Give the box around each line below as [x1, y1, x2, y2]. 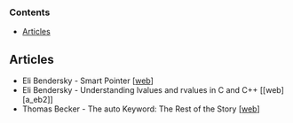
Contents [9, 6, 51, 19]
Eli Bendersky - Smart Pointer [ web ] [21, 75, 154, 86]
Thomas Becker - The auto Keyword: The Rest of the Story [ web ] [21, 104, 260, 114]
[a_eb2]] [21, 95, 53, 105]
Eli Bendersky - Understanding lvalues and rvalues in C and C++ [21, 85, 258, 96]
